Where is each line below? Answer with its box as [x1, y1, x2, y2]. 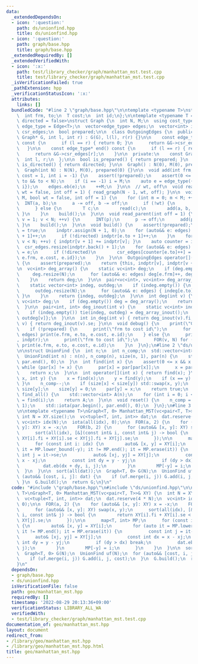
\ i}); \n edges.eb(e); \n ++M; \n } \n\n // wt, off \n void [16, 184, 183, 190]
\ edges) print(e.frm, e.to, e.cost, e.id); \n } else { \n [16, 331, 170, 337]
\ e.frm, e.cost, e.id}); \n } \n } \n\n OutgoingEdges [16, 255, 162, 261]
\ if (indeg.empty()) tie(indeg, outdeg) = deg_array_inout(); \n [16, 310, 189, 316]
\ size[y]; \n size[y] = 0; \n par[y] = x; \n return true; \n [16, 386, 189, 392]
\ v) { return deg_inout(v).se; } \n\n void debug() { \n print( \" [16, 320, 192, 327]
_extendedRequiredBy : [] [11, 52, 72, 58]
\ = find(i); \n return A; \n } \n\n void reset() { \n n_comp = [16, 397, 192, 403]
